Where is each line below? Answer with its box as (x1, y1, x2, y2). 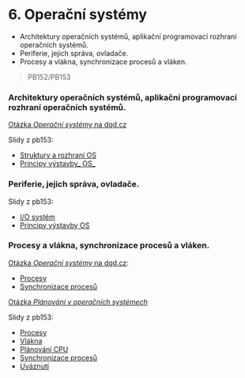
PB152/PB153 (27, 72, 71, 81)
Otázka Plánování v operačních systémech (8, 297, 148, 306)
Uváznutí (19, 361, 50, 371)
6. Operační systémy (8, 6, 148, 24)
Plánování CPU (19, 344, 69, 353)
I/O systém (19, 212, 55, 221)
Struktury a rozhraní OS (19, 150, 97, 160)
